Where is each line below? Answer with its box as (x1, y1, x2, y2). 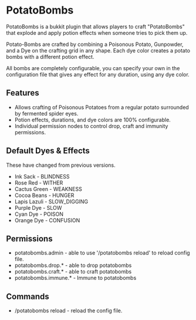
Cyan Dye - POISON (14, 210, 63, 217)
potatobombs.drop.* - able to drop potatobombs (14, 262, 132, 269)
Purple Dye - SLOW (14, 204, 62, 211)
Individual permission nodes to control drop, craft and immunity (14, 122, 168, 130)
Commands (6, 291, 50, 301)
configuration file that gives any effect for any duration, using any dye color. (6, 71, 190, 78)
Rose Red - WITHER (14, 179, 63, 186)
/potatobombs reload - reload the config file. (14, 307, 123, 314)
